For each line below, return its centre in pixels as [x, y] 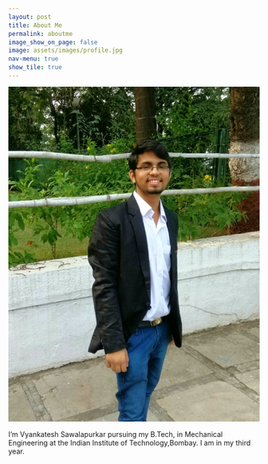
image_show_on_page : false [53, 42]
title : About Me [35, 25]
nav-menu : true [33, 59]
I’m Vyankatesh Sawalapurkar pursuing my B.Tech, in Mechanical [116, 434]
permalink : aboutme [41, 33]
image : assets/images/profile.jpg [66, 51]
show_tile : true [35, 68]
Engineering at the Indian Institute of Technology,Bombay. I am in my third [130, 442]
